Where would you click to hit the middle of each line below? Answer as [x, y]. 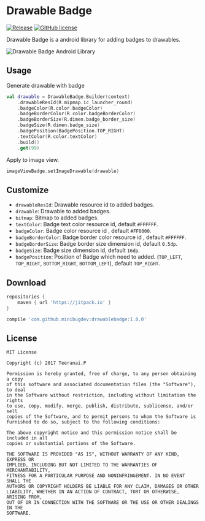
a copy [15, 379]
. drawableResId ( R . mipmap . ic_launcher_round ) [75, 102]
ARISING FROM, [25, 497]
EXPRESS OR [20, 460]
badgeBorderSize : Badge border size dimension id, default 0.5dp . [96, 244]
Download [26, 283]
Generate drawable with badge [45, 85]
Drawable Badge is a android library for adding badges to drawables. [94, 39]
